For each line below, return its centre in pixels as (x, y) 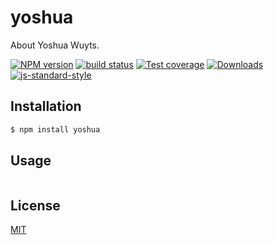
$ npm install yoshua (55, 129)
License (35, 205)
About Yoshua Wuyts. (55, 45)
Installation (46, 106)
